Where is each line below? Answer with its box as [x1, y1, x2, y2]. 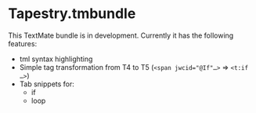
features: [8, 38, 38, 48]
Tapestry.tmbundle [8, 5, 136, 23]
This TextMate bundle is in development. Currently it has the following [8, 31, 234, 40]
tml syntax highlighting [19, 54, 93, 64]
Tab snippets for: [19, 79, 74, 89]
